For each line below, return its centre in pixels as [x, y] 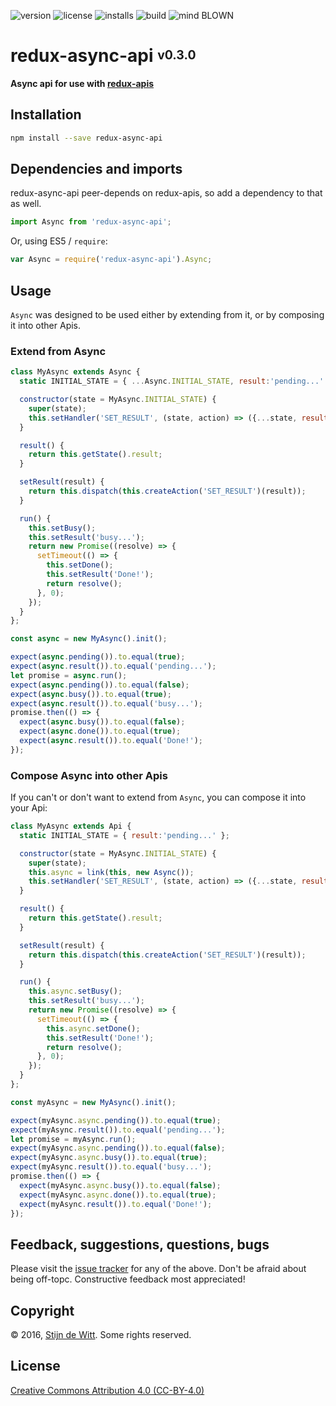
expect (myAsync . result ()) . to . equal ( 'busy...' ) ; [111, 1167]
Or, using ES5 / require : [59, 241]
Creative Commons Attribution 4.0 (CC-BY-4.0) [107, 1390]
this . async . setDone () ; [93, 1028]
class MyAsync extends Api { [71, 826]
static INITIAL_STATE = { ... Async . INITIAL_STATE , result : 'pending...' [172, 381]
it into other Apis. [46, 325]
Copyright [42, 1310]
